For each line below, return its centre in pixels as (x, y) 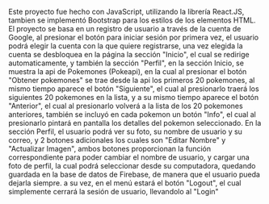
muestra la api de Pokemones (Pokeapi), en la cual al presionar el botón (128, 71)
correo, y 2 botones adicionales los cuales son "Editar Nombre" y (117, 140)
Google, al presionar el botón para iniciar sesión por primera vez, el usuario (134, 37)
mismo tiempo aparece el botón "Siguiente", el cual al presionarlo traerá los (134, 89)
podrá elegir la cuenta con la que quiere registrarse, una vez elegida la (126, 46)
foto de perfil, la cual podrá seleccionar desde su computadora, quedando (132, 166)
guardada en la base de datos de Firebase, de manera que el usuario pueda (134, 174)
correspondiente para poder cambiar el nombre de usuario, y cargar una (129, 157)
